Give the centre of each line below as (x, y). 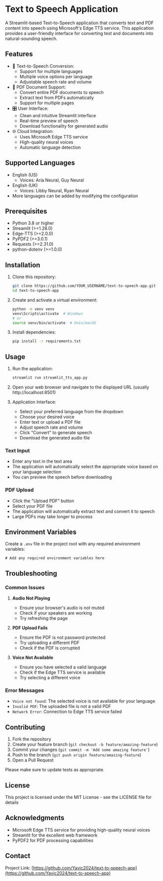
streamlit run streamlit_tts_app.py (50, 378)
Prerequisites (26, 211)
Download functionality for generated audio (64, 126)
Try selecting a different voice (50, 678)
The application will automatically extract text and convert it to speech (83, 511)
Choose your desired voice (47, 417)
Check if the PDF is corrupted (50, 648)
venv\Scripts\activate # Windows (48, 313)
